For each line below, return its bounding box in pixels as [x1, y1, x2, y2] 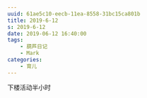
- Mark [20, 50, 40, 57]
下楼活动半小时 [7, 82, 51, 92]
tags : [7, 37, 23, 44]
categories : [7, 56, 42, 63]
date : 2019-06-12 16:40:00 [7, 30, 87, 37]
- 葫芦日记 [20, 43, 48, 50]
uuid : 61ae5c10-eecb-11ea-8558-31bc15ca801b [7, 10, 141, 18]
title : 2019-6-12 [7, 17, 59, 24]
